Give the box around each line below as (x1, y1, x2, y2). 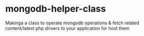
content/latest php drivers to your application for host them (5, 25, 130, 31)
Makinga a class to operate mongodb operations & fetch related (5, 20, 139, 26)
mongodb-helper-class (5, 3, 106, 15)
